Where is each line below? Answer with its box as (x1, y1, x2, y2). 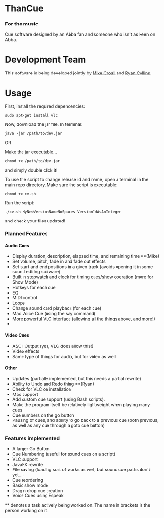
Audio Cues (5, 242, 29, 248)
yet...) (12, 472, 24, 478)
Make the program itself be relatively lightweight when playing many (12, 401, 150, 407)
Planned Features (5, 230, 48, 237)
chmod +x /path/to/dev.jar (5, 159, 60, 164)
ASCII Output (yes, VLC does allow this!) (12, 343, 94, 349)
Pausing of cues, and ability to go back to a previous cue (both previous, (12, 417, 159, 423)
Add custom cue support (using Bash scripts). (12, 396, 105, 402)
